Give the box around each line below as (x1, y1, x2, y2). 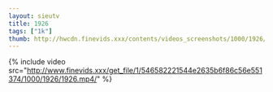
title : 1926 (8, 20, 49, 28)
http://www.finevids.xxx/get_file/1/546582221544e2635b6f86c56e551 (27, 66, 262, 76)
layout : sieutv (8, 11, 60, 20)
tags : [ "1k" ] (8, 27, 53, 35)
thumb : (8, 34, 31, 43)
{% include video (8, 57, 67, 67)
